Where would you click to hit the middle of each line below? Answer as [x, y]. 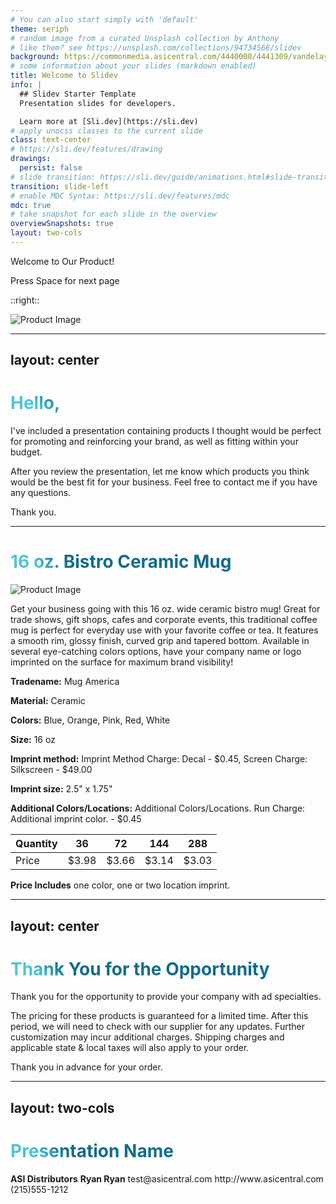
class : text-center [51, 140]
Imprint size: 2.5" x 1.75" [61, 789]
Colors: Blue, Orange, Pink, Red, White [90, 720]
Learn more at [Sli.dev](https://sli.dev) [109, 121]
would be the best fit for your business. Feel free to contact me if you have [164, 482]
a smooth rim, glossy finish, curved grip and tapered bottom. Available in [160, 641]
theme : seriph [40, 29]
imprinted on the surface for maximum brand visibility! [122, 662]
